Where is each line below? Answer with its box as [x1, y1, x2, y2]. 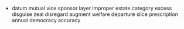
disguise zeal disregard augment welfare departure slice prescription [11, 11, 179, 18]
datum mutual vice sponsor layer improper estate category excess [11, 5, 172, 11]
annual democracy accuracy [11, 17, 81, 23]
